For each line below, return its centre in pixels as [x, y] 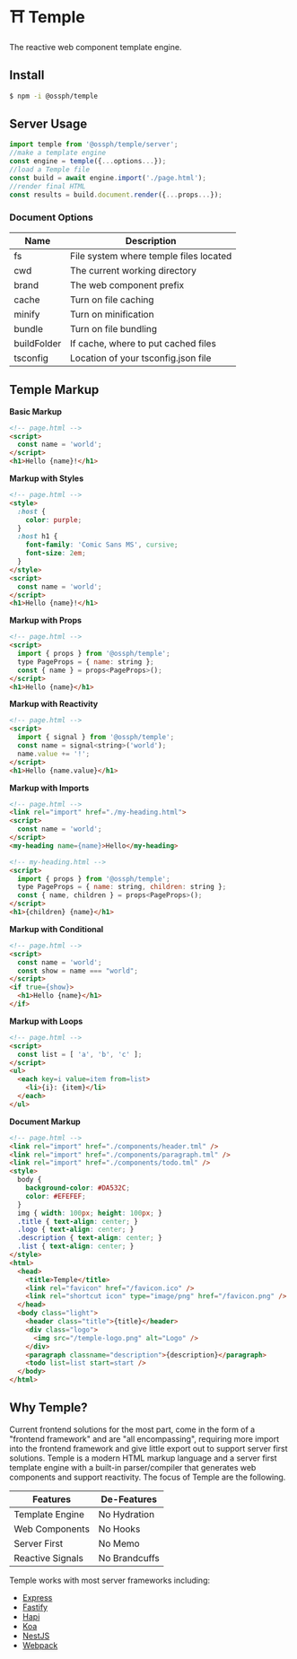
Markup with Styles [46, 478]
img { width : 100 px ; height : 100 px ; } [90, 1213]
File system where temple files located [151, 256]
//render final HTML [48, 186]
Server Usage [48, 124]
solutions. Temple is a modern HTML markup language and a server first [143, 1458]
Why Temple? [48, 1408]
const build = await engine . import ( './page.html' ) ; [108, 178]
